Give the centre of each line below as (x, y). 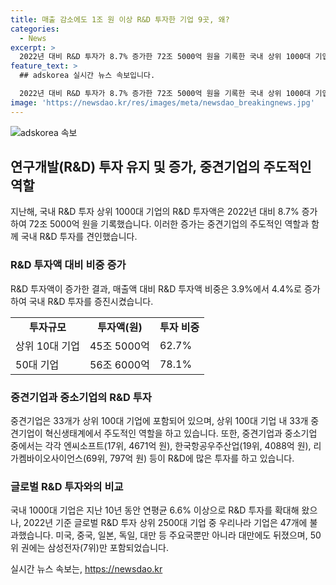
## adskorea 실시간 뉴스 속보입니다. (87, 76)
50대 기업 (37, 364)
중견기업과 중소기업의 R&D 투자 (81, 397)
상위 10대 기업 (47, 346)
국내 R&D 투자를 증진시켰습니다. (91, 301)
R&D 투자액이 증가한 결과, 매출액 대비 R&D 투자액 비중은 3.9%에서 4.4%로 (156, 288)
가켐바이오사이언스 (46, 458)
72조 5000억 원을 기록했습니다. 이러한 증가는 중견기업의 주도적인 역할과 (169, 224)
